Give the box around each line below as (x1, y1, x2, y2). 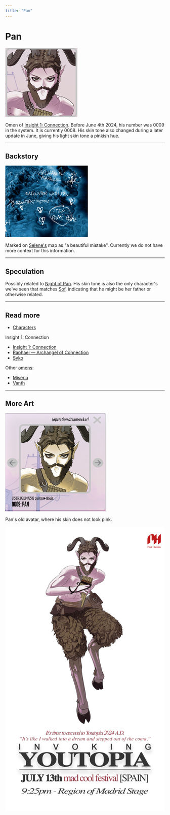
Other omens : (5, 365, 34, 371)
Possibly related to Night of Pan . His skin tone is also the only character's (5, 281, 158, 287)
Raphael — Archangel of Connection (12, 349, 89, 355)
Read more (5, 311, 40, 319)
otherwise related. (5, 291, 43, 298)
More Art (5, 399, 34, 408)
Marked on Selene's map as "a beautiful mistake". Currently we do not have (5, 242, 163, 248)
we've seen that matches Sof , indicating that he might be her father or (5, 286, 151, 292)
